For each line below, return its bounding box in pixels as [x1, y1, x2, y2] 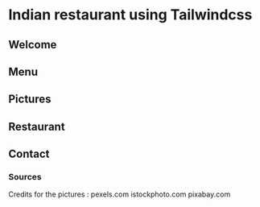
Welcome [8, 38, 57, 52]
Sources [8, 172, 42, 183]
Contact [8, 147, 50, 161]
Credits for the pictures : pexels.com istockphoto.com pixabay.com [8, 189, 231, 199]
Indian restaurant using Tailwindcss [8, 6, 253, 24]
